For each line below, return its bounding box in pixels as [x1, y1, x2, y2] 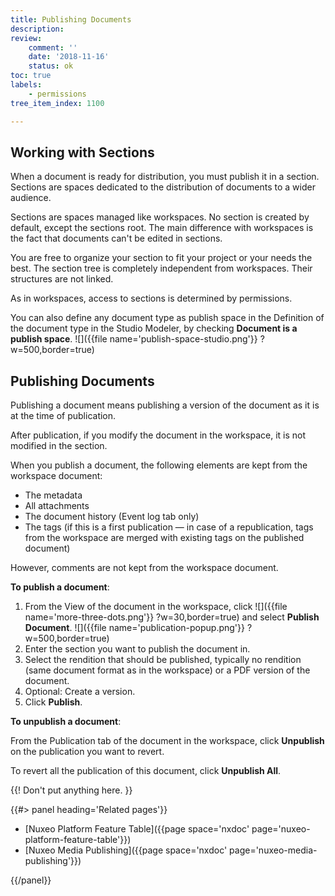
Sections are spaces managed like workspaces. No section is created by [10, 211, 310, 223]
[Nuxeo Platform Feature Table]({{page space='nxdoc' [24, 823, 250, 835]
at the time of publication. [10, 410, 117, 422]
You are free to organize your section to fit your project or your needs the [10, 252, 313, 264]
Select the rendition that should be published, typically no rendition [24, 654, 302, 666]
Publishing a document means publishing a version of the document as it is [10, 399, 320, 411]
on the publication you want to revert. [10, 746, 165, 758]
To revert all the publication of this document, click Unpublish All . [10, 765, 282, 777]
